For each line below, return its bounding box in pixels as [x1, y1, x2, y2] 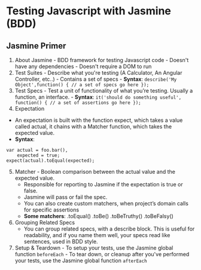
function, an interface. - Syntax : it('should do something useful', [14, 94, 182, 100]
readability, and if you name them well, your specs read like [23, 232, 170, 238]
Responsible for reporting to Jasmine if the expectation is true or [23, 181, 184, 188]
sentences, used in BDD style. [23, 238, 98, 245]
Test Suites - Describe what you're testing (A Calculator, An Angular [14, 69, 182, 76]
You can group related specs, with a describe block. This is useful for [23, 225, 195, 232]
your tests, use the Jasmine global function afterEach [14, 257, 148, 264]
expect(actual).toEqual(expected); [6, 158, 95, 164]
